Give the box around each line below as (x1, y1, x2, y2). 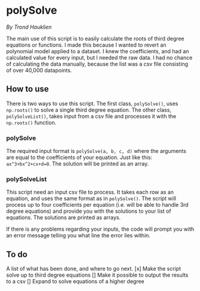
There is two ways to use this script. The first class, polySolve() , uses (6, 100, 179, 107)
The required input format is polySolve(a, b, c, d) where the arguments (6, 148, 187, 155)
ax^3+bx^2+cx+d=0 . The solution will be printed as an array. (6, 160, 149, 167)
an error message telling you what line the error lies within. (6, 232, 151, 239)
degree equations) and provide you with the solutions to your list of (6, 207, 171, 215)
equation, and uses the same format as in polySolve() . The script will (6, 195, 176, 202)
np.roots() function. (6, 119, 57, 126)
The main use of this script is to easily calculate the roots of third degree (6, 35, 184, 42)
